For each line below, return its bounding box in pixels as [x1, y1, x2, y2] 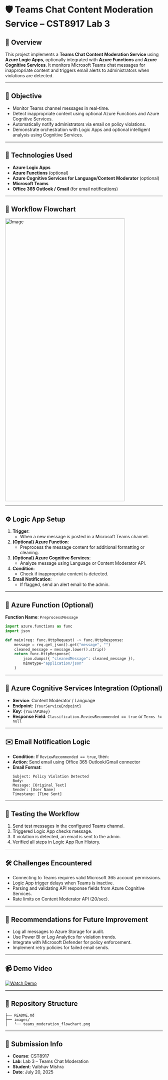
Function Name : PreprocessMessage [5, 614, 78, 620]
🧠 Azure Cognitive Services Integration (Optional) [5, 684, 163, 693]
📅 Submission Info [5, 1040, 63, 1048]
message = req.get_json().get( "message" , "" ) [14, 642, 111, 647]
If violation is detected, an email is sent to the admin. [12, 834, 121, 840]
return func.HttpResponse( [14, 652, 70, 657]
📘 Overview [5, 38, 42, 47]
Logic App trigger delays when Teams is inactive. [12, 880, 114, 886]
